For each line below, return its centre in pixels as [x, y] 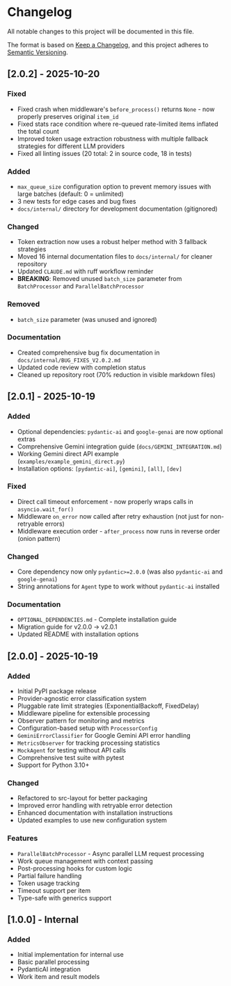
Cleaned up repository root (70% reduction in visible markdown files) [116, 374]
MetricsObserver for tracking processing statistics [88, 743]
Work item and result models [58, 977]
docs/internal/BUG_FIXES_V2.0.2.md [69, 360]
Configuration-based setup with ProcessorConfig [87, 728]
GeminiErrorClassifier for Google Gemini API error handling [104, 736]
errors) [55, 524]
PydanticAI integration [49, 969]
